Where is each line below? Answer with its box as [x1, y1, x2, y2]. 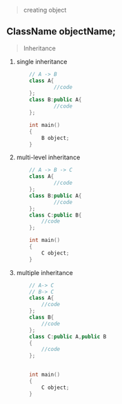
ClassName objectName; [6, 26, 116, 37]
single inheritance [16, 57, 68, 65]
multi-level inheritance [16, 153, 81, 161]
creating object [23, 6, 67, 14]
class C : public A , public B [29, 333, 107, 340]
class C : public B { [29, 212, 82, 219]
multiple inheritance [16, 268, 73, 276]
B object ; [41, 134, 70, 141]
